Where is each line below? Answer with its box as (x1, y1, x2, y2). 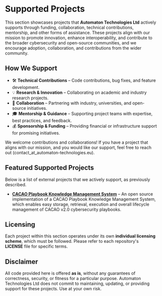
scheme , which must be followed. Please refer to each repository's (5, 238, 139, 244)
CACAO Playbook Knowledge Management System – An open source (12, 191, 153, 197)
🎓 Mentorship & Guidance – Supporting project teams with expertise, (12, 110, 153, 117)
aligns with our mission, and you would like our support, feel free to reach (5, 144, 151, 150)
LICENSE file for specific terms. (5, 243, 68, 250)
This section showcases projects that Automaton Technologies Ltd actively (5, 19, 156, 25)
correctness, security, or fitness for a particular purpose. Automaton (5, 276, 141, 281)
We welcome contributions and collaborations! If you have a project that (5, 139, 148, 145)
